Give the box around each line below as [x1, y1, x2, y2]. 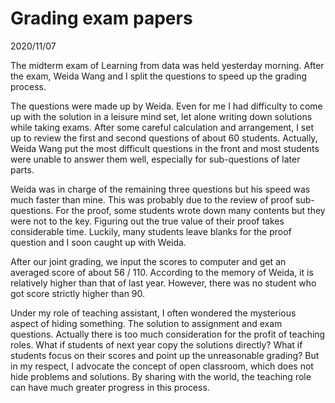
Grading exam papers [10, 7, 193, 30]
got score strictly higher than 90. [10, 287, 146, 299]
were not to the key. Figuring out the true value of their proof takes [10, 215, 285, 227]
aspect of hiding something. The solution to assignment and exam [10, 317, 283, 329]
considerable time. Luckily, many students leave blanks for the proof [10, 225, 292, 237]
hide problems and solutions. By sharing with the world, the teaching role [10, 370, 312, 382]
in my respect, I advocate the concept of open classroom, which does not [10, 360, 314, 372]
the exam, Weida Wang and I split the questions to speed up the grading [10, 70, 308, 82]
